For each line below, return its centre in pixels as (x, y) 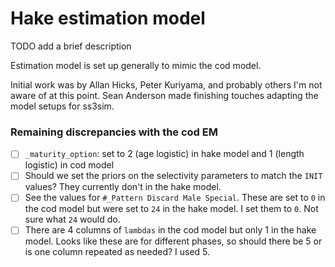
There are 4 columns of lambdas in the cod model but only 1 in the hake (170, 230)
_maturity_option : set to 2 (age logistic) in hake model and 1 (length (164, 154)
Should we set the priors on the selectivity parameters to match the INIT (173, 176)
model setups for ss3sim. (62, 106)
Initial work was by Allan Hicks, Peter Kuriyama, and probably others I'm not (166, 84)
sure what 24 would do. (72, 219)
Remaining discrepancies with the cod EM (114, 132)
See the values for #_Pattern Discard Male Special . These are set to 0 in (175, 198)
